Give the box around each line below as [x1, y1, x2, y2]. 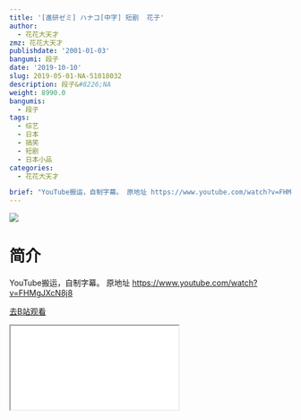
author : [9, 22, 39, 31]
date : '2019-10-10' [9, 64, 82, 73]
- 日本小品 [17, 154, 53, 164]
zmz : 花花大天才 [9, 38, 64, 48]
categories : [9, 163, 54, 172]
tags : [9, 113, 30, 122]
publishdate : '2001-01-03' [9, 47, 110, 56]
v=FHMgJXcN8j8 [9, 288, 73, 299]
